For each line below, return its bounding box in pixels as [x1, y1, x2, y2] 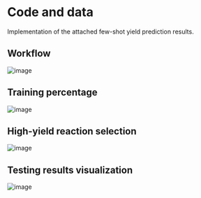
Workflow [7, 48, 51, 59]
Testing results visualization [7, 164, 133, 176]
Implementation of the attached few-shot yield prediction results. [7, 27, 194, 36]
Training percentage [7, 87, 98, 99]
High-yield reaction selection [7, 125, 137, 137]
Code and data [7, 4, 94, 20]
